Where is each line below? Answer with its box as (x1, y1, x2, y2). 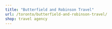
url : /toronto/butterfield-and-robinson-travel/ (5, 12, 108, 17)
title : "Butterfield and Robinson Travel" (5, 7, 94, 12)
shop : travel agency (5, 16, 48, 21)
